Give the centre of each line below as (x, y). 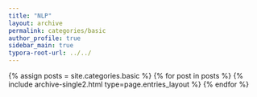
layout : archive (35, 23)
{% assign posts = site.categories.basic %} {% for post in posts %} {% (126, 76)
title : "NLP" (30, 16)
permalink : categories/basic (57, 30)
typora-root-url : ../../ (50, 53)
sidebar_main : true (41, 46)
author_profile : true (45, 38)
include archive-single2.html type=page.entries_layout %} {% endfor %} (129, 84)
